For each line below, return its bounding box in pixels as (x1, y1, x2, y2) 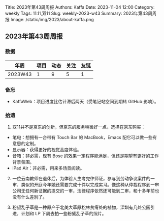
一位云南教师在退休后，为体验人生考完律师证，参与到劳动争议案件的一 (12, 176, 155, 182)
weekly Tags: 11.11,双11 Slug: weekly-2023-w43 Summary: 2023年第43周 (5, 10, 153, 16)
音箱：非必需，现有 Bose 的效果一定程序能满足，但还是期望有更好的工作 (12, 153, 159, 159)
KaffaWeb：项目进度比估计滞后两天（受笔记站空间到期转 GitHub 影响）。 (12, 98, 159, 104)
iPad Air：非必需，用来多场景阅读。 (12, 165, 85, 171)
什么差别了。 (21, 194, 47, 200)
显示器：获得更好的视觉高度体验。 (12, 147, 82, 153)
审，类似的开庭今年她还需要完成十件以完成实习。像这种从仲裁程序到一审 (12, 182, 159, 188)
